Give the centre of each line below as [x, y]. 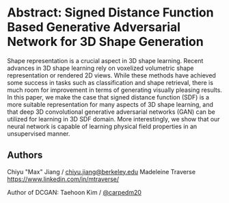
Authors [25, 155]
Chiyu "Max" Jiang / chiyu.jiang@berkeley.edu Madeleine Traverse [102, 171]
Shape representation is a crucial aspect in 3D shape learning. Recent [105, 60]
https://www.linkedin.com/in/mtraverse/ [63, 179]
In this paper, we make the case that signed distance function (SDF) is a [108, 97]
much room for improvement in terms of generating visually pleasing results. [114, 90]
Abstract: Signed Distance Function [110, 13]
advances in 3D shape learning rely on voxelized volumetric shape [100, 68]
